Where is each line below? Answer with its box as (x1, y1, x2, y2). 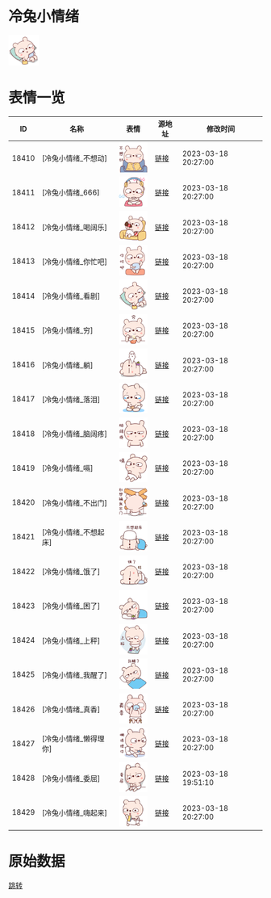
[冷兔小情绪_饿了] (41, 567, 101, 577)
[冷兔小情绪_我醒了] (41, 669, 107, 679)
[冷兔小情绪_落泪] (41, 394, 101, 404)
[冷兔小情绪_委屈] (41, 773, 101, 783)
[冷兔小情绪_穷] (41, 325, 94, 335)
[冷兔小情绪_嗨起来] (41, 808, 107, 817)
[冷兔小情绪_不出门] (41, 497, 107, 507)
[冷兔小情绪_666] (41, 187, 100, 198)
